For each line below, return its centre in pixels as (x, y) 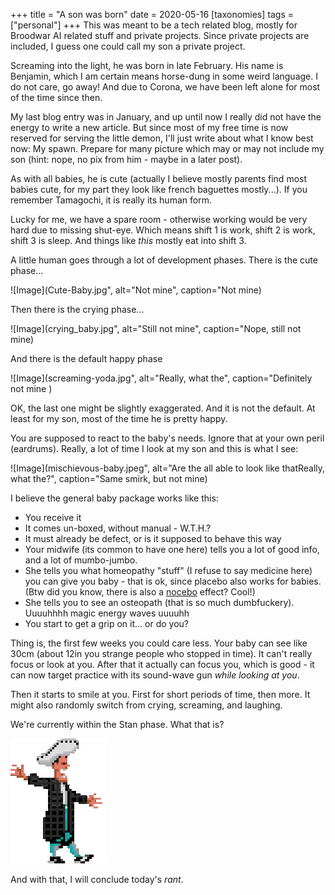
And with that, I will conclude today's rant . (97, 879)
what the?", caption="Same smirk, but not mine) (109, 478)
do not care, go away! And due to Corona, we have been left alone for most (165, 87)
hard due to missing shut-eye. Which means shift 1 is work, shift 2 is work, (163, 230)
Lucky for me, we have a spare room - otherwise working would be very (159, 219)
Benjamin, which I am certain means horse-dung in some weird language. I (164, 76)
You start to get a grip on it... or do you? (107, 623)
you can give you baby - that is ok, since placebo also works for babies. (173, 581)
